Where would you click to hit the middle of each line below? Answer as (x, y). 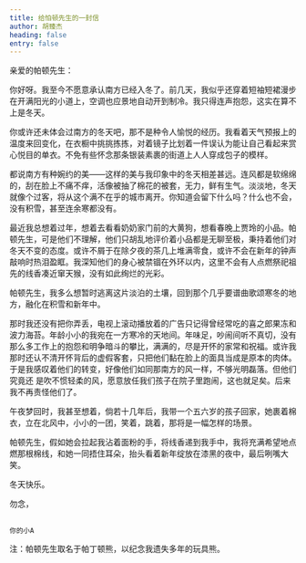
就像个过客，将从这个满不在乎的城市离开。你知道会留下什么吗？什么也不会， (153, 197)
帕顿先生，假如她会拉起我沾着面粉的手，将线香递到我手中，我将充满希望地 (149, 443)
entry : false (34, 43)
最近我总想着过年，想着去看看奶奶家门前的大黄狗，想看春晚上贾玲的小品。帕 (153, 228)
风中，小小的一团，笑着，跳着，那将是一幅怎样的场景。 (153, 423)
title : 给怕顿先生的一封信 (55, 18)
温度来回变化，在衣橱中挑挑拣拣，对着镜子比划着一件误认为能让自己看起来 (149, 143)
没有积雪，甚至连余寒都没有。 (65, 209)
